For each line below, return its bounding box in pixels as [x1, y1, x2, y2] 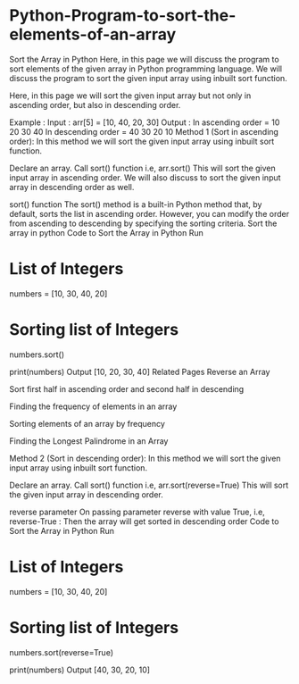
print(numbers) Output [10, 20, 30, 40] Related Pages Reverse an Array [9, 366, 270, 377]
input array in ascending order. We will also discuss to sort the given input [9, 171, 281, 183]
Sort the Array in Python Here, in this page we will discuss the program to [9, 54, 279, 64]
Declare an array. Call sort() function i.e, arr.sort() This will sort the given [9, 163, 277, 173]
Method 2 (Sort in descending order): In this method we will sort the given [9, 453, 281, 463]
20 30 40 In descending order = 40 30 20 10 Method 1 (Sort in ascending [9, 126, 279, 137]
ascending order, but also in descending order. [9, 99, 181, 110]
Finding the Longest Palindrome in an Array [9, 435, 169, 446]
